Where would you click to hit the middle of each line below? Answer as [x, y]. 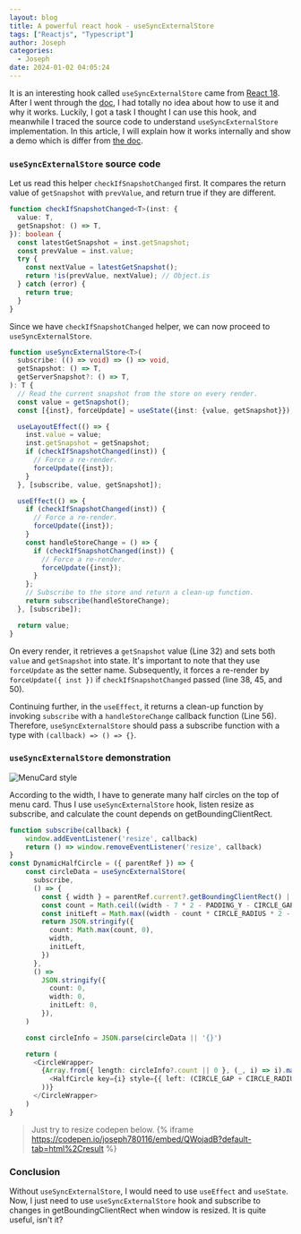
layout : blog [34, 17]
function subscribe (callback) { [69, 830]
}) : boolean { [36, 234]
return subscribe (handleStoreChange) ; [98, 601]
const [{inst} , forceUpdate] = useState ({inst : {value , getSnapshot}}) [154, 410]
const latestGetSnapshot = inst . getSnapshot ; [104, 243]
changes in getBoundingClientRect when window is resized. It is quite [138, 1211]
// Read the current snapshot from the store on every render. [138, 394]
